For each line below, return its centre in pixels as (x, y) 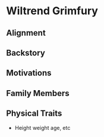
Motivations (29, 73)
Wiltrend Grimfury (52, 11)
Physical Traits (34, 114)
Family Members (38, 93)
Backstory (26, 52)
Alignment (26, 33)
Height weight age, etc (42, 128)
